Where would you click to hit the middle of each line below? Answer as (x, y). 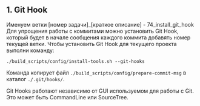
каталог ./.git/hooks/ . (35, 79)
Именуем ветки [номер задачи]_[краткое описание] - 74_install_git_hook (100, 24)
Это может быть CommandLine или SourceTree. (67, 97)
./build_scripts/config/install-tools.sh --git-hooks (76, 61)
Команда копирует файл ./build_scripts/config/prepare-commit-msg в (96, 73)
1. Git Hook (27, 10)
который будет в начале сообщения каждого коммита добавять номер (98, 37)
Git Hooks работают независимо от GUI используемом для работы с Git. (100, 91)
